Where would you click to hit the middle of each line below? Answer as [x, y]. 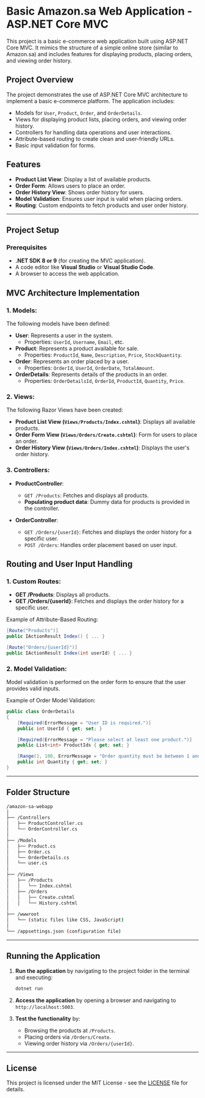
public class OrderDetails [41, 712]
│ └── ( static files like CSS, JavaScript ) [65, 920]
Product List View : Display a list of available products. [83, 179]
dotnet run [29, 988]
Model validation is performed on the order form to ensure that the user [96, 682]
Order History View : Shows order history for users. [80, 192]
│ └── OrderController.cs [42, 829]
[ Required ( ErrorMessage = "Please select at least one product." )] [105, 740]
